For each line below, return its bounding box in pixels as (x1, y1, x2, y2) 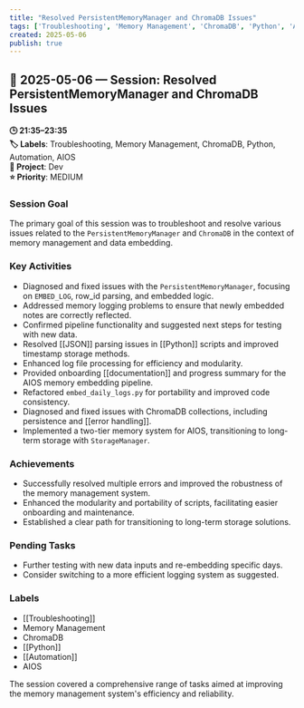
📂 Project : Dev (9, 161, 63, 172)
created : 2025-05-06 (9, 30, 88, 39)
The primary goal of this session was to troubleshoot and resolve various (9, 218, 282, 229)
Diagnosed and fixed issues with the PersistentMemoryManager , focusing (22, 280, 290, 291)
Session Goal (9, 197, 69, 209)
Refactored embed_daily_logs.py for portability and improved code (22, 386, 271, 397)
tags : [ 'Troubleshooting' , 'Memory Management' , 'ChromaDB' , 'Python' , (9, 22, 285, 31)
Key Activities (9, 260, 72, 273)
